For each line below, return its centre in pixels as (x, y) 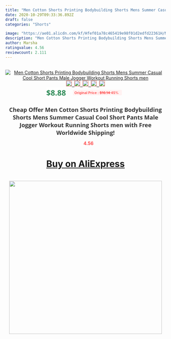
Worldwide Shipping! (85, 132)
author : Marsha (21, 43)
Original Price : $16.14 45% (97, 92)
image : (12, 34)
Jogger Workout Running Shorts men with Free (85, 125)
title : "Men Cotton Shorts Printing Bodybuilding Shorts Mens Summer (81, 10)
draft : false (19, 19)
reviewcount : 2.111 (26, 52)
